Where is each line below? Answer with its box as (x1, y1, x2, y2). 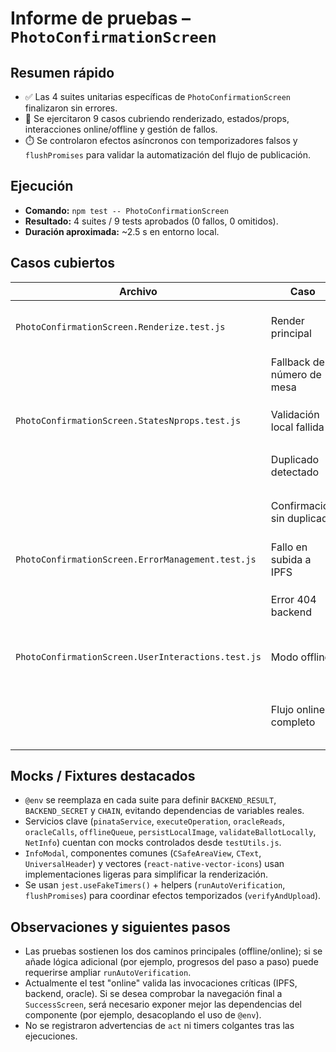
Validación (270, 407, 320, 421)
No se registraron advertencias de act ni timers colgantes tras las (24, 1020, 295, 1032)
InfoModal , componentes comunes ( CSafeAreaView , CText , (24, 847, 262, 859)
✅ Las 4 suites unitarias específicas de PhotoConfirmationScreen (24, 91, 291, 102)
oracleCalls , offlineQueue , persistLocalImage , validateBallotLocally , (24, 826, 317, 838)
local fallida (270, 420, 325, 434)
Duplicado (270, 452, 320, 466)
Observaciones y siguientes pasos (10, 918, 231, 936)
